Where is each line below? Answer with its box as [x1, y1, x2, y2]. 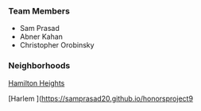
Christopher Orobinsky [19, 40, 95, 50]
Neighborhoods [8, 60, 71, 71]
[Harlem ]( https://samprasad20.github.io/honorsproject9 [8, 94, 193, 103]
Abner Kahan [19, 32, 64, 41]
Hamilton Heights [8, 78, 65, 88]
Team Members [8, 6, 70, 17]
